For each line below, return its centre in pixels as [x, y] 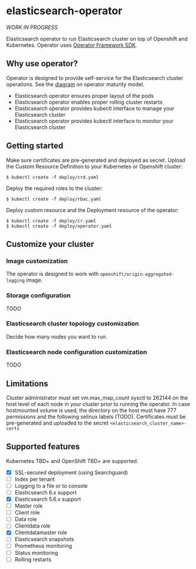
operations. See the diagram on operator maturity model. [75, 84]
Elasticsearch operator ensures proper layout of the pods [84, 95]
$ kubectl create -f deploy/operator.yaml [59, 226]
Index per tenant [35, 479]
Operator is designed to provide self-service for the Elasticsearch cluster [95, 78]
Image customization [37, 261]
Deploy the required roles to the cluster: [55, 188]
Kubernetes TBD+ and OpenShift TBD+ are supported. [72, 461]
